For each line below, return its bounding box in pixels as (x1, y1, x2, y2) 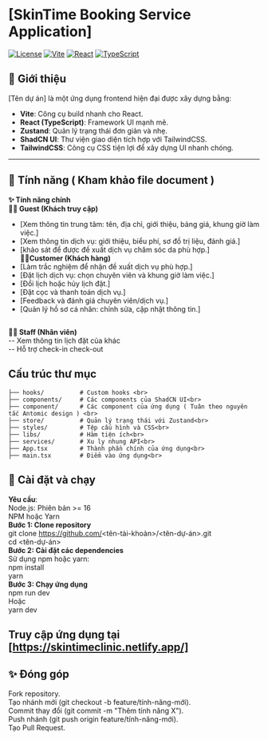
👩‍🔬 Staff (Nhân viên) (8, 327, 77, 336)
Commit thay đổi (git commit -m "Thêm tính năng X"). (8, 706, 184, 715)
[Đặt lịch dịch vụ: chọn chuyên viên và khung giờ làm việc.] (19, 270, 215, 280)
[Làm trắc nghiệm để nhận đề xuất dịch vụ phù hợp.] (19, 261, 193, 271)
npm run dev (8, 587, 50, 597)
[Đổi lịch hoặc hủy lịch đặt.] (19, 278, 111, 288)
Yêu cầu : (8, 494, 38, 504)
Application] (8, 22, 93, 41)
